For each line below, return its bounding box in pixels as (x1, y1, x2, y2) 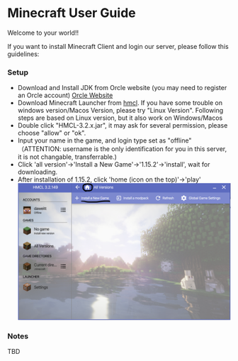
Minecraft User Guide (7, 5, 136, 21)
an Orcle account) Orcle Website (17, 91, 113, 100)
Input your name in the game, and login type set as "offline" (17, 136, 192, 145)
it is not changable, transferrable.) (17, 152, 117, 161)
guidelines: (7, 50, 40, 58)
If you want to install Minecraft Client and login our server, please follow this (7, 42, 229, 50)
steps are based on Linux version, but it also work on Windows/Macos (17, 113, 223, 122)
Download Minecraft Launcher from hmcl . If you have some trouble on (17, 99, 223, 107)
